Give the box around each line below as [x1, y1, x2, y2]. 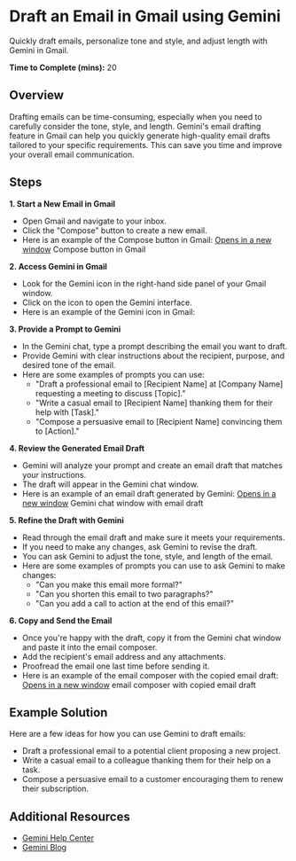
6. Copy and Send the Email [9, 614, 113, 626]
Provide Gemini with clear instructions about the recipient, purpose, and [21, 350, 285, 361]
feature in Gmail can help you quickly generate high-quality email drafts [9, 130, 270, 141]
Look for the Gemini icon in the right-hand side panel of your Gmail [21, 278, 267, 289]
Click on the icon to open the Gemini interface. [21, 297, 192, 308]
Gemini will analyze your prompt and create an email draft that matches [21, 459, 284, 471]
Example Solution [9, 705, 108, 720]
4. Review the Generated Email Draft [9, 442, 144, 453]
